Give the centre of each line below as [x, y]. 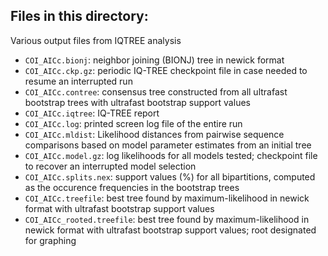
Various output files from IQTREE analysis [96, 40]
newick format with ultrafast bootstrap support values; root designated [170, 230]
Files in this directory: [79, 16]
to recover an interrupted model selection [110, 166]
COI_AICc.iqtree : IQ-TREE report [92, 113]
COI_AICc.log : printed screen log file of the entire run [133, 123]
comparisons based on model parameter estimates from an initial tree [168, 145]
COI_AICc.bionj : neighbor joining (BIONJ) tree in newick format [154, 60]
